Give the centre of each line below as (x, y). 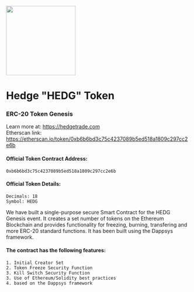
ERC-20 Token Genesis (39, 114)
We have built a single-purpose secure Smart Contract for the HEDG (88, 212)
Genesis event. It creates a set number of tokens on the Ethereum (85, 218)
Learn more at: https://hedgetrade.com (53, 127)
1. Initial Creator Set (35, 263)
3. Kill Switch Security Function (48, 273)
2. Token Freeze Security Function (49, 268)
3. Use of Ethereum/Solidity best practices (61, 278)
